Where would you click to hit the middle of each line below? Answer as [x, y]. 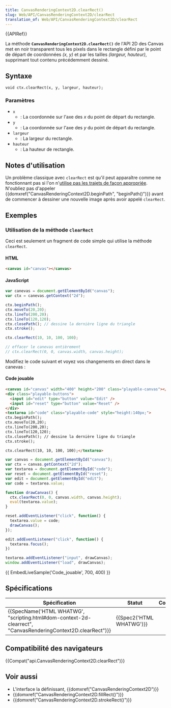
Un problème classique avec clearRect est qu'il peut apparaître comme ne [83, 178]
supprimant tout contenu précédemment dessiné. [57, 60]
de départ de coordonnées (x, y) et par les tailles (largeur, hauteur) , [76, 54]
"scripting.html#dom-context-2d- [50, 617]
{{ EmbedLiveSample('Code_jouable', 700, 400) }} [58, 573]
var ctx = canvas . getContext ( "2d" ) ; [44, 464]
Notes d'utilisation [35, 165]
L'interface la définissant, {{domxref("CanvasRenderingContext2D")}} [86, 689]
